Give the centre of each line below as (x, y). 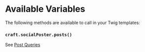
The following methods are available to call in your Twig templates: (72, 23)
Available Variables (45, 9)
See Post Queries (23, 45)
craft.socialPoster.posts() (39, 35)
